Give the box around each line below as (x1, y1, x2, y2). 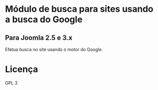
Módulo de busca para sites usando (5, 3, 154, 15)
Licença (5, 64, 38, 75)
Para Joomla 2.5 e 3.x (5, 33, 73, 42)
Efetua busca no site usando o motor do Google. (5, 47, 103, 52)
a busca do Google (5, 14, 83, 25)
